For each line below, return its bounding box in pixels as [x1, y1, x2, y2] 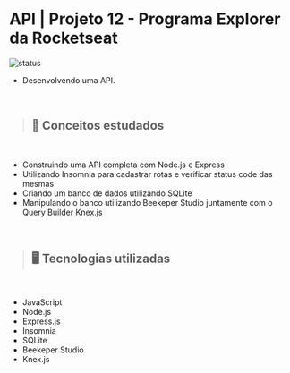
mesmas [21, 178, 55, 189]
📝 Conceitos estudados [30, 118, 165, 133]
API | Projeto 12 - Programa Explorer [9, 9, 281, 30]
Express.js [21, 316, 61, 326]
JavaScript [21, 296, 63, 308]
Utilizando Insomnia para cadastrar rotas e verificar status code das [21, 168, 273, 179]
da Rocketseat [9, 28, 118, 48]
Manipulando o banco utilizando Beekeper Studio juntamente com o [21, 197, 273, 208]
